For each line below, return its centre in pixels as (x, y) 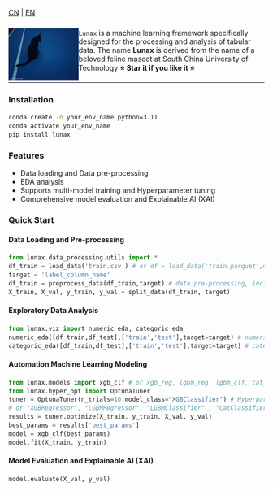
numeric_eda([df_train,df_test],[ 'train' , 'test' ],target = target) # (125, 337)
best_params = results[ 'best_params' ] (74, 426)
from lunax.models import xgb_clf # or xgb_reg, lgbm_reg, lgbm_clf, (129, 382)
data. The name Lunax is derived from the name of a (167, 50)
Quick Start (31, 220)
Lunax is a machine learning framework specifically (163, 33)
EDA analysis (42, 182)
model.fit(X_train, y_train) (58, 442)
